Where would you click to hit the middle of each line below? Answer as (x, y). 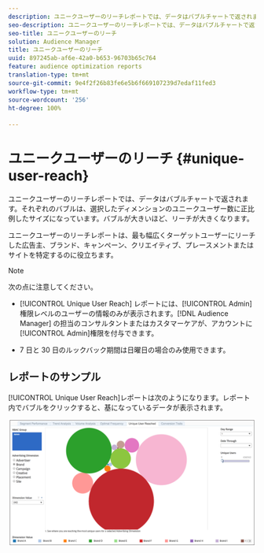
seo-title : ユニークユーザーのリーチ (63, 33)
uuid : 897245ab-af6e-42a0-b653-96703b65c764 (82, 58)
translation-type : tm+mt (49, 75)
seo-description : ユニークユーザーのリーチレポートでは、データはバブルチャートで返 (132, 25)
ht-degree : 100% (35, 108)
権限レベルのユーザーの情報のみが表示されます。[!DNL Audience (124, 314)
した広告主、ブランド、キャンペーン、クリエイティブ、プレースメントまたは (131, 245)
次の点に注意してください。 (53, 287)
